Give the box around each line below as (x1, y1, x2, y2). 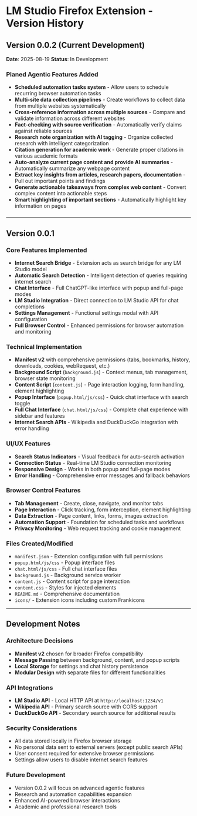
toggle (14, 400, 30, 407)
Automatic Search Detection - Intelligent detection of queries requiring (14, 272, 188, 279)
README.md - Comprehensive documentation (14, 590, 120, 598)
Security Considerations (6, 724, 77, 732)
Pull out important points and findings (14, 178, 106, 185)
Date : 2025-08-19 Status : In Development (6, 56, 108, 62)
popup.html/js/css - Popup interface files (14, 559, 116, 566)
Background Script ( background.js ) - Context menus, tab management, (14, 369, 188, 376)
